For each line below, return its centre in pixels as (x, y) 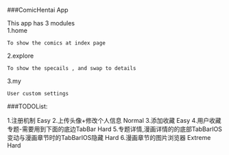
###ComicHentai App (38, 10)
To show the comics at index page (57, 43)
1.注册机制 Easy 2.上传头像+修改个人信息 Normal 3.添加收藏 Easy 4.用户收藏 (114, 120)
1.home (17, 31)
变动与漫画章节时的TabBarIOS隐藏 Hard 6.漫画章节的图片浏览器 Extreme (109, 138)
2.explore (21, 56)
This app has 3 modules (41, 23)
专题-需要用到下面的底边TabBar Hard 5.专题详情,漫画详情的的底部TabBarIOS (115, 129)
